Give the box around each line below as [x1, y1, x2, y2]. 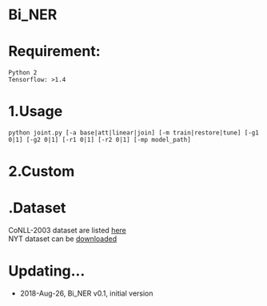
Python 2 [8, 69, 38, 77]
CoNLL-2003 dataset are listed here [8, 226, 126, 236]
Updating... [8, 262, 86, 280]
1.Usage [8, 103, 63, 121]
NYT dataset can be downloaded [8, 234, 118, 244]
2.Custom [8, 163, 75, 181]
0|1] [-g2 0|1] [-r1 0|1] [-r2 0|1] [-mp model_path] [8, 136, 192, 144]
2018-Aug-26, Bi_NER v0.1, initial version [19, 288, 153, 298]
